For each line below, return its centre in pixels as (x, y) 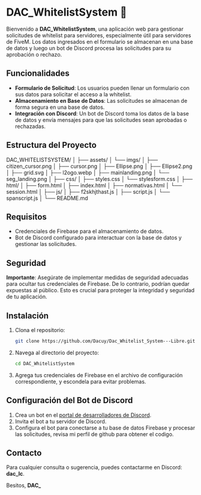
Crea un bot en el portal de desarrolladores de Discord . (83, 415)
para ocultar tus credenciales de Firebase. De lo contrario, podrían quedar (98, 284)
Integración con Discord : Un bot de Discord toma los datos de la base (102, 113)
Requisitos (26, 217)
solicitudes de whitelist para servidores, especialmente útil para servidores (99, 35)
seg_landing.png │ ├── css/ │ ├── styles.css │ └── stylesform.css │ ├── (100, 179)
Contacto (24, 453)
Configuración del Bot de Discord (70, 400)
